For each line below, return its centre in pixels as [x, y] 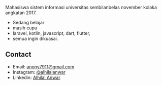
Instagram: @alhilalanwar [39, 72]
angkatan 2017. [21, 13]
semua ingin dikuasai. [35, 38]
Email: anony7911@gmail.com [43, 67]
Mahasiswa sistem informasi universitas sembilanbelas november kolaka [81, 7]
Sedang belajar [28, 23]
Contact [18, 54]
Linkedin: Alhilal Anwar [36, 77]
